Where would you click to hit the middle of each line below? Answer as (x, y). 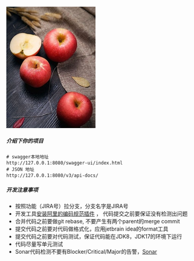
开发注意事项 (22, 189)
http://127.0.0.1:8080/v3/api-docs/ (52, 175)
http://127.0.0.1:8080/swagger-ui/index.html (64, 163)
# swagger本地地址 (27, 157)
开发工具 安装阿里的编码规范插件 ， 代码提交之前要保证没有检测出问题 (101, 214)
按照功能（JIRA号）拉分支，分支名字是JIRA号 (72, 206)
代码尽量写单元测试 (39, 244)
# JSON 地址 (20, 169)
